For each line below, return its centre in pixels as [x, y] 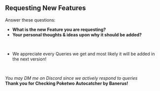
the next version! [29, 59]
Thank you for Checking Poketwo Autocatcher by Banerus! [67, 83]
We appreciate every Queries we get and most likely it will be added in [83, 54]
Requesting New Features [46, 8]
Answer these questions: [30, 20]
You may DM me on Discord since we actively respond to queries [71, 78]
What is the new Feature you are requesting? [59, 30]
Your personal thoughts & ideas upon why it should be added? [77, 34]
